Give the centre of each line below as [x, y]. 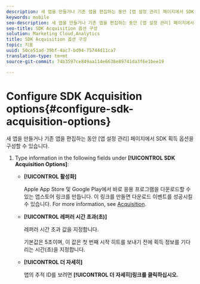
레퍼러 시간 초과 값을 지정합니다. [61, 229]
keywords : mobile [28, 17]
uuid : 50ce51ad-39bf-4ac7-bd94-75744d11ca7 [61, 51]
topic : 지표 [20, 45]
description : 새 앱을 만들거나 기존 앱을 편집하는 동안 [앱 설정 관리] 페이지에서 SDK [100, 12]
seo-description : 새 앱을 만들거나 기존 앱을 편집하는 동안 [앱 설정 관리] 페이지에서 [100, 23]
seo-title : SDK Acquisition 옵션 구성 [52, 28]
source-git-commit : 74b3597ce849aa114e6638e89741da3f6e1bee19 [85, 61]
